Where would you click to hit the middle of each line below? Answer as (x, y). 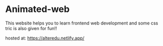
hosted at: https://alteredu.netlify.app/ (45, 38)
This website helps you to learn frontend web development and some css (82, 23)
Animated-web (37, 9)
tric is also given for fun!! (31, 28)
